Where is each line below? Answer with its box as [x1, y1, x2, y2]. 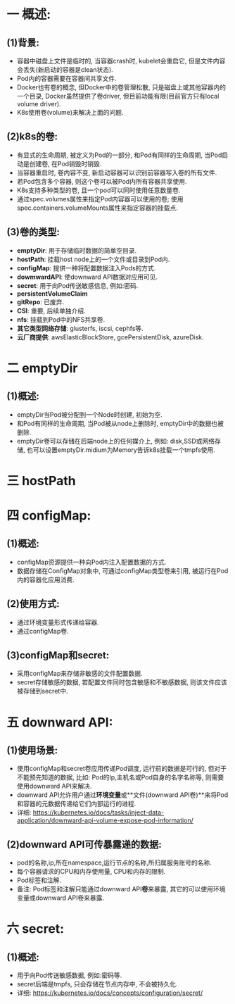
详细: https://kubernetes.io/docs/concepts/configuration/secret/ [16, 989, 203, 997]
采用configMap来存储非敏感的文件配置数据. [16, 670, 143, 678]
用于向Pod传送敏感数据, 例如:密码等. [16, 971, 122, 979]
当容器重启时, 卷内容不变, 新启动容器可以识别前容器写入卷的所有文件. [16, 168, 217, 177]
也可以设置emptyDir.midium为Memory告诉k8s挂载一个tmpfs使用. [26, 445, 215, 454]
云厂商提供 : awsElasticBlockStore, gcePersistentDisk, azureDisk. [16, 332, 205, 341]
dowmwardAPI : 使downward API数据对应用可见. [16, 272, 158, 281]
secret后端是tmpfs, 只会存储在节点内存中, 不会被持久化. [16, 980, 178, 989]
